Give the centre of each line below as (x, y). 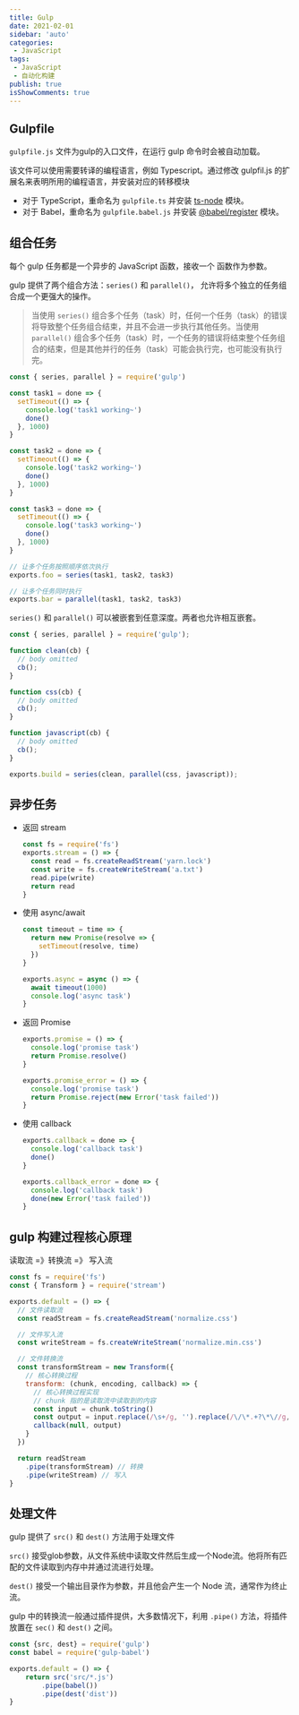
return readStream (52, 1458)
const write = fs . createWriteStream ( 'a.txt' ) (117, 870)
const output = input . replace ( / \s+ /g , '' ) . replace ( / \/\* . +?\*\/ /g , (162, 1417)
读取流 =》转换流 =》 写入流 (61, 1260)
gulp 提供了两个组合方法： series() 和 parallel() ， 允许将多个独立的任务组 (148, 285)
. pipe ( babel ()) (70, 1685)
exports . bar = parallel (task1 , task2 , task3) (95, 600)
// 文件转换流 (40, 1359)
